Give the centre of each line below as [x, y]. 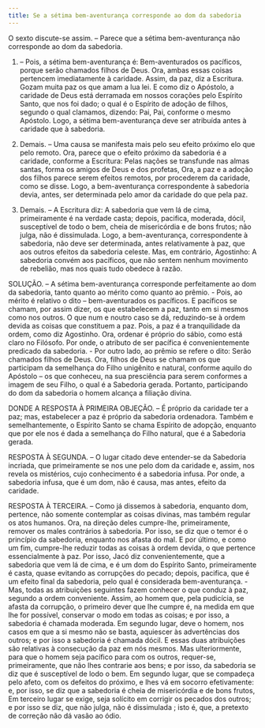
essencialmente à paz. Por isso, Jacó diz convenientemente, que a [117, 556]
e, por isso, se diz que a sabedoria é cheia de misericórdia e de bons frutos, [132, 690]
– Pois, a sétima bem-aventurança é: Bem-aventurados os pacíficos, [131, 62]
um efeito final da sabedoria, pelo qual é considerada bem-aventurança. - [128, 581]
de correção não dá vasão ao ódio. [65, 715]
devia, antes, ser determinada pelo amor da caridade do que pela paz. [134, 194]
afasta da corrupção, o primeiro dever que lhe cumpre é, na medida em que [131, 606]
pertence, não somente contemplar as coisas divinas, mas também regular [129, 514]
